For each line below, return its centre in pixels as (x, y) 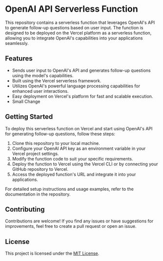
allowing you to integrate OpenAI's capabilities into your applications (74, 38)
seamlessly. (17, 43)
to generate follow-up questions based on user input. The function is (74, 27)
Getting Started (29, 117)
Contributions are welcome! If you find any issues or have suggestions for (79, 221)
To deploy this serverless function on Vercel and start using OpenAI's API (79, 128)
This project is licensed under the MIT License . (52, 253)
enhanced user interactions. (40, 91)
